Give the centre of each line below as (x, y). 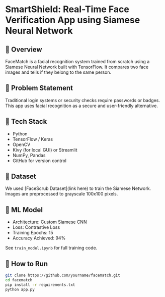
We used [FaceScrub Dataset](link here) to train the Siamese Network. (78, 188)
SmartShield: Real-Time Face (67, 9)
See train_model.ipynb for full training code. (51, 248)
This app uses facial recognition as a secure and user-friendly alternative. (82, 106)
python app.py (20, 289)
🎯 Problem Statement (39, 88)
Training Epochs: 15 (33, 233)
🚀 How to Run (27, 264)
